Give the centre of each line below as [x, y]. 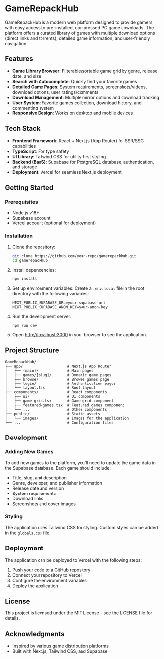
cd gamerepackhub [30, 261]
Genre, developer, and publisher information [57, 483]
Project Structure [32, 351]
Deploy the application [35, 586]
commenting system [33, 108]
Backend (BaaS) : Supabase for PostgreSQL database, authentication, [83, 162]
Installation [19, 236]
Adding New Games [29, 452]
